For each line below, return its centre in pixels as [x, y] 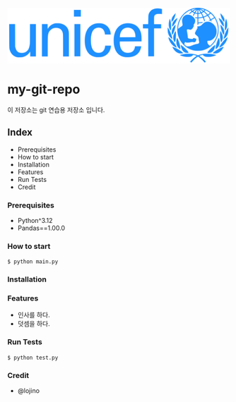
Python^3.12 [35, 221]
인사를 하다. [34, 315]
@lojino [29, 391]
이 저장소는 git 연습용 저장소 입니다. [56, 109]
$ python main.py [33, 262]
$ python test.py [33, 358]
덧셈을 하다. [34, 323]
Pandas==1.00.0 [41, 228]
